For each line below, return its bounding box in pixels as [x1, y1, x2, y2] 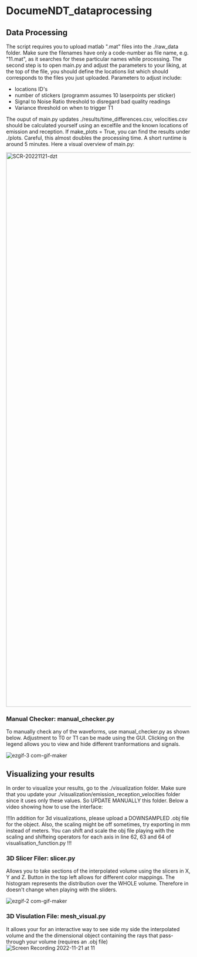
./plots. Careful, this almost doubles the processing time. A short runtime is [6, 134, 187, 141]
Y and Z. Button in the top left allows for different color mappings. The [6, 874, 175, 881]
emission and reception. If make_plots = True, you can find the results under [6, 128, 191, 135]
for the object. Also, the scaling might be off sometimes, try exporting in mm [6, 821, 191, 828]
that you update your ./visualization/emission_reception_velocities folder [6, 791, 181, 798]
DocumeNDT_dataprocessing [6, 4, 152, 18]
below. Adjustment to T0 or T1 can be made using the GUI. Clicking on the [6, 735, 185, 742]
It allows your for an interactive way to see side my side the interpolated [6, 925, 180, 932]
